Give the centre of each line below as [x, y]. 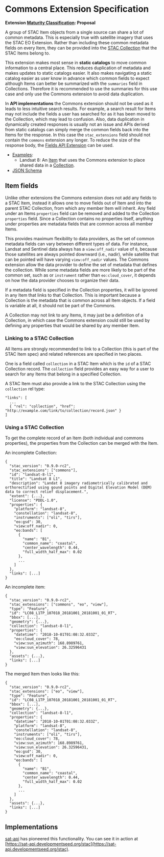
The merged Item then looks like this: [42, 674]
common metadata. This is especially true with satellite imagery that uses [79, 37]
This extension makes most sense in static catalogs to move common [76, 62]
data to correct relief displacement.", [47, 492]
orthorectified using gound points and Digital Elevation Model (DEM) [79, 487]
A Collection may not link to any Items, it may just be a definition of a [74, 315]
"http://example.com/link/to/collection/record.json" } [63, 411]
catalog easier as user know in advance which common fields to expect [77, 78]
